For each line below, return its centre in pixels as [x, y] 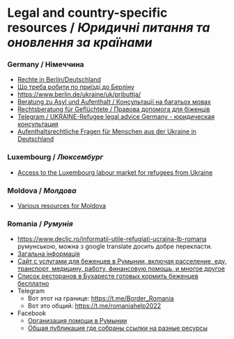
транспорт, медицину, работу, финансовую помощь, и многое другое [121, 269]
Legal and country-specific [87, 13]
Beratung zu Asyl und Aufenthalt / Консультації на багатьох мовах [114, 102]
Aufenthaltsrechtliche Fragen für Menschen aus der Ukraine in [107, 131]
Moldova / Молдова [42, 190]
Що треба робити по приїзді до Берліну [76, 87]
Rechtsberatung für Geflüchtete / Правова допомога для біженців [114, 109]
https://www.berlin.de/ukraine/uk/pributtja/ [79, 94]
